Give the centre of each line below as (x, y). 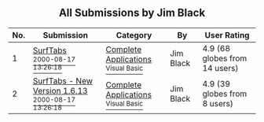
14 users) (220, 68)
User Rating (227, 35)
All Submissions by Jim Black (132, 13)
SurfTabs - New (62, 80)
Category (134, 35)
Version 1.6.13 (60, 91)
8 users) (218, 103)
